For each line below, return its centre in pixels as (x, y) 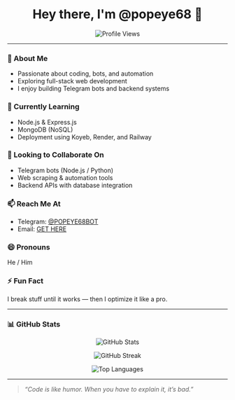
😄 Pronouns (29, 247)
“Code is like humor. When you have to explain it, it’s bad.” (109, 389)
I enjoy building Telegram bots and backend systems (93, 89)
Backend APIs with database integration (75, 185)
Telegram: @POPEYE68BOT (58, 222)
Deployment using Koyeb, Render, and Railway (84, 137)
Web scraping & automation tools (65, 177)
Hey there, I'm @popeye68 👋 (117, 14)
